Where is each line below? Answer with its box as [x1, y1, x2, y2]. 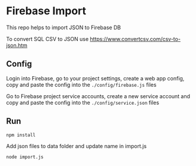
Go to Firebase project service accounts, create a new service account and [6, 92, 191, 99]
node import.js [6, 154, 44, 160]
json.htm [6, 42, 28, 49]
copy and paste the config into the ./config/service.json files [6, 99, 159, 106]
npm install [6, 132, 36, 138]
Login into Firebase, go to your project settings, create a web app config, [6, 74, 185, 82]
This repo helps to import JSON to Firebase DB [6, 24, 121, 31]
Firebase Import [6, 4, 87, 18]
